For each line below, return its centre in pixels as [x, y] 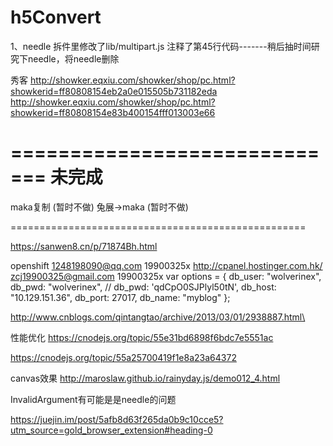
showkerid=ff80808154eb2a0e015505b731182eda [114, 91]
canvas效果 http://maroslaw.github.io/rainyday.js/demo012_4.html [145, 378]
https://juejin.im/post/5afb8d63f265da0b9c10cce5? [117, 419]
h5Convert [56, 17]
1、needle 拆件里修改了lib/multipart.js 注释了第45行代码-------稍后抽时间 [161, 46]
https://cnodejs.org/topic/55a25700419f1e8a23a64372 [123, 357]
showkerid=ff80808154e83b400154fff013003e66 [113, 112]
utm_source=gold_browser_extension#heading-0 [111, 430]
